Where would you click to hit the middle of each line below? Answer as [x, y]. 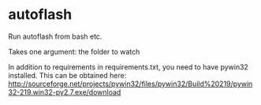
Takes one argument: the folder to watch [74, 51]
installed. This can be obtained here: [67, 75]
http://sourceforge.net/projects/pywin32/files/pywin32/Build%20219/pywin [130, 84]
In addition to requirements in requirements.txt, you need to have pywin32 [128, 67]
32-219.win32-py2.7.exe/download [65, 92]
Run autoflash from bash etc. [55, 36]
